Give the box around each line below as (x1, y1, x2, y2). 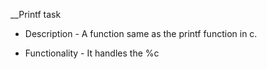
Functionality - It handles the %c (24, 47, 160, 59)
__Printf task (10, 9, 62, 20)
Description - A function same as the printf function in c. (24, 28, 258, 39)
